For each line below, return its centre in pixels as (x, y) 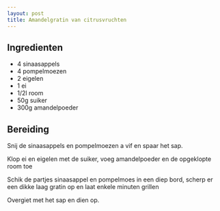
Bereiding (28, 129)
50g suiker (32, 101)
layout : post (26, 13)
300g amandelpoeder (47, 108)
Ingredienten (35, 48)
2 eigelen (30, 79)
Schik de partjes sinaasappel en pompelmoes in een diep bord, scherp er (110, 179)
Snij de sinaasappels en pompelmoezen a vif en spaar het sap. (95, 146)
